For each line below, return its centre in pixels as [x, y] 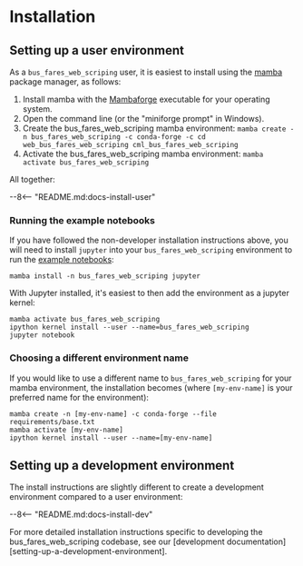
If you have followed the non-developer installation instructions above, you [149, 240]
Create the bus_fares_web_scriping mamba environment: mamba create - [158, 128]
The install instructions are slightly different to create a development [137, 487]
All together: [33, 179]
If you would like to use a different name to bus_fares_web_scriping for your [151, 378]
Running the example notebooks [83, 220]
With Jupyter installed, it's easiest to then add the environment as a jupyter [150, 293]
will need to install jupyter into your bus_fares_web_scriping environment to [151, 250]
